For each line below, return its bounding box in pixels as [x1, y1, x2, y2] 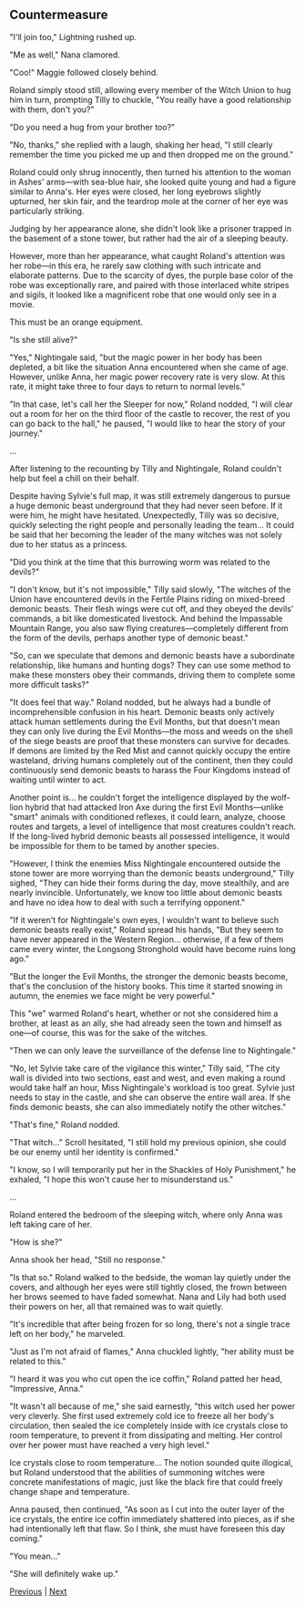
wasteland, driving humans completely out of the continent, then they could [9, 754, 293, 765]
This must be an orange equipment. [9, 316, 143, 327]
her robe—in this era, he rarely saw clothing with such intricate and [9, 260, 261, 271]
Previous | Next [9, 1586, 67, 1597]
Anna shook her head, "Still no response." [9, 1254, 167, 1265]
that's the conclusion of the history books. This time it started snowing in [9, 980, 283, 991]
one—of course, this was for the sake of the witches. [9, 1027, 208, 1038]
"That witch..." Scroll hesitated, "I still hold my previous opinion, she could [9, 1136, 287, 1147]
